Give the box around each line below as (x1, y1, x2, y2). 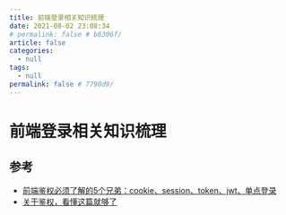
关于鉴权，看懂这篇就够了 (22, 196, 117, 207)
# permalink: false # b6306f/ (9, 30, 123, 39)
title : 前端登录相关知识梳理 (9, 13, 105, 22)
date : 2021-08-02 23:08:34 (9, 21, 110, 30)
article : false (9, 38, 66, 47)
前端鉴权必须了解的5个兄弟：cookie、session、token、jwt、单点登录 (22, 185, 277, 195)
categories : (9, 47, 54, 56)
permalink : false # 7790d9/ (9, 80, 115, 89)
